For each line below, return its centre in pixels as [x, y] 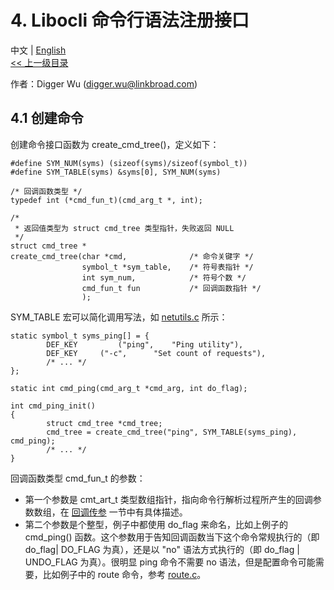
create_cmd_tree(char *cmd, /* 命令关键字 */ [132, 256]
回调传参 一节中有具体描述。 [129, 512]
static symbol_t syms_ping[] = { [80, 336]
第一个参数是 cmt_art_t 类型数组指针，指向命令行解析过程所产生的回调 [168, 499]
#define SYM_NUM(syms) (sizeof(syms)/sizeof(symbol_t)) [129, 163]
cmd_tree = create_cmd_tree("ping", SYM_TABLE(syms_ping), [172, 432]
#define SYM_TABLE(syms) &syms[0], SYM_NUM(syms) [116, 172]
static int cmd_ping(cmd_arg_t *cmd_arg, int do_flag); [129, 388]
